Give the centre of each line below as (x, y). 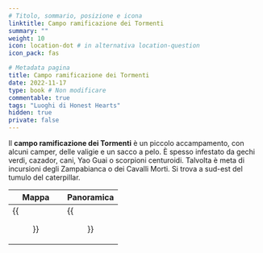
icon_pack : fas (34, 53)
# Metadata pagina (39, 68)
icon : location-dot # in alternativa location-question (104, 46)
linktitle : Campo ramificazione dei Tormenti (86, 23)
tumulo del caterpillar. (44, 177)
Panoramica (91, 197)
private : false (34, 120)
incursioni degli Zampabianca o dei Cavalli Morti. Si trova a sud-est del (126, 169)
